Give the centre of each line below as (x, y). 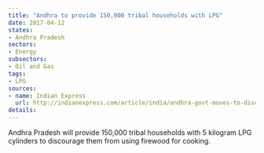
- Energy (22, 52)
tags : (17, 74)
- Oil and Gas (31, 67)
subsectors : (27, 60)
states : (21, 30)
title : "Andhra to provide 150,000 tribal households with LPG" (115, 15)
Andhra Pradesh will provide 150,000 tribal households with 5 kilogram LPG (130, 133)
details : (22, 111)
